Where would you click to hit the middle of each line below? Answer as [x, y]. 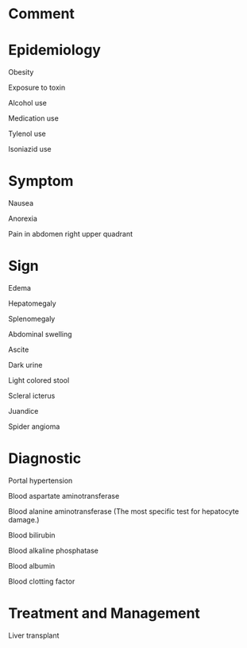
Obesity [21, 72]
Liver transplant [34, 635]
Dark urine [25, 365]
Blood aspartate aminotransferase [64, 496]
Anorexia [23, 218]
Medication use [34, 118]
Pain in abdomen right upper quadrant [71, 234]
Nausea [21, 203]
